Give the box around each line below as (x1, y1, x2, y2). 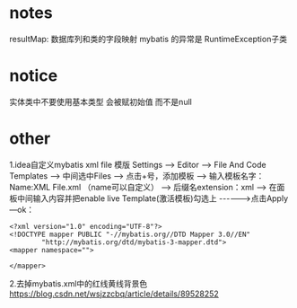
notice (9, 66, 58, 86)
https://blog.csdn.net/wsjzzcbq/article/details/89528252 (9, 288, 220, 299)
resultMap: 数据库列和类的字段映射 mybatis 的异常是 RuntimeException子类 (9, 33, 287, 44)
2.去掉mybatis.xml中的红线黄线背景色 (9, 277, 148, 289)
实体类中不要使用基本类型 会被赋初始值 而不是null (9, 96, 193, 107)
